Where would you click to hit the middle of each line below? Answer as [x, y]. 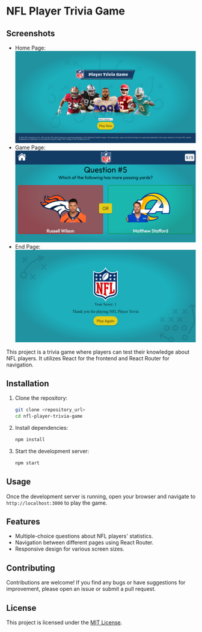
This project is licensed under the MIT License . [64, 622]
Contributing [31, 568]
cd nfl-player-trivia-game [49, 417]
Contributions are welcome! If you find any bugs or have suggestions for [96, 583]
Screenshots [31, 34]
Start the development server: [52, 451]
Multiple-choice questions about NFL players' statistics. [84, 536]
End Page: [28, 247]
